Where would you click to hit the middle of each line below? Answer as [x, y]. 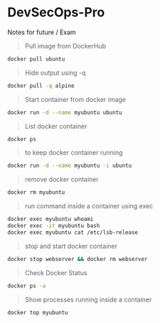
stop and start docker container [71, 246]
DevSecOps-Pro [56, 12]
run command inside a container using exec [89, 206]
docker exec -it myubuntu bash [54, 226]
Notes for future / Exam [42, 32]
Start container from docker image [75, 99]
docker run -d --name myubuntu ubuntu [65, 112]
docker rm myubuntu [36, 193]
